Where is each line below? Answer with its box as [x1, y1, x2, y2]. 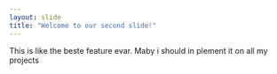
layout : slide [9, 12, 62, 22]
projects [9, 55, 40, 65]
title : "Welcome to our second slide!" [9, 21, 157, 30]
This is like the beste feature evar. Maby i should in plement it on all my [9, 45, 268, 55]
